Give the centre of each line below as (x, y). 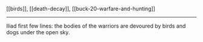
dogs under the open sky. (38, 32)
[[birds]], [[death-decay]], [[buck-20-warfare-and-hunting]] (81, 9)
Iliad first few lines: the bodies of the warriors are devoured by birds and (96, 26)
